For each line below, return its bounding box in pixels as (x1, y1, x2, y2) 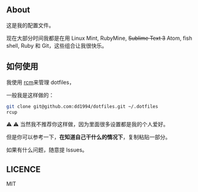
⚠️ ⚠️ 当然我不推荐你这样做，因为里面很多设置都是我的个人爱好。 (6, 121, 169, 128)
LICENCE (6, 164, 41, 174)
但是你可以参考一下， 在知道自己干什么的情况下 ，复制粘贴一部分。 (6, 133, 171, 141)
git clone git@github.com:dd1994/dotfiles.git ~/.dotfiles (6, 103, 159, 109)
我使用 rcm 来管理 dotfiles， (6, 78, 74, 86)
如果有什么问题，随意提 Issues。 (6, 146, 88, 153)
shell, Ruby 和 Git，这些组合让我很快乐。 (6, 42, 108, 49)
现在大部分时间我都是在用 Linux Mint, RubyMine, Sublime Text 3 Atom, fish (6, 34, 193, 42)
